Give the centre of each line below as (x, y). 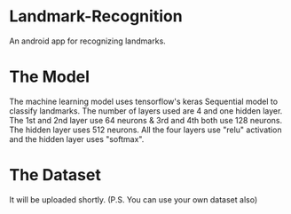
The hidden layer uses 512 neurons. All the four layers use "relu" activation (145, 130)
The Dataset (55, 175)
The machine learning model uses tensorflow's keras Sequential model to (143, 101)
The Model (50, 77)
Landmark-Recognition (96, 16)
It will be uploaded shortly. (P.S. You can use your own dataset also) (134, 199)
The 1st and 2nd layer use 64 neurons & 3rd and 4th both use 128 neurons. (145, 120)
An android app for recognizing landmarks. (87, 41)
